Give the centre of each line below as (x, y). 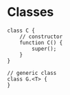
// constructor (41, 36)
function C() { (41, 42)
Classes (31, 12)
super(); (44, 49)
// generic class (32, 73)
